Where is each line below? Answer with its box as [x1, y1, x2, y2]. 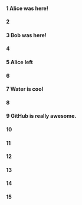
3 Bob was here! [6, 31, 47, 38]
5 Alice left [6, 58, 34, 65]
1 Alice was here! [6, 5, 48, 12]
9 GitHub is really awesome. [6, 113, 77, 120]
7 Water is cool [6, 85, 43, 92]
